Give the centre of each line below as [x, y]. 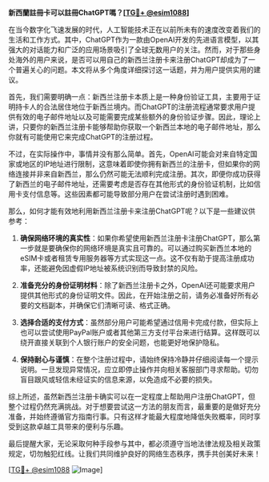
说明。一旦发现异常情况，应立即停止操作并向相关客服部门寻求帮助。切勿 [139, 369]
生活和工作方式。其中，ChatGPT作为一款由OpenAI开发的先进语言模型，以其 [134, 40]
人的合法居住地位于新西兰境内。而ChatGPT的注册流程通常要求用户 [139, 107]
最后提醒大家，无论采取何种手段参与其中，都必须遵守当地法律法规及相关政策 [134, 444]
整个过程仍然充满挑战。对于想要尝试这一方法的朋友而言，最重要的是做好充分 [134, 407]
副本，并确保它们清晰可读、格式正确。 [111, 305]
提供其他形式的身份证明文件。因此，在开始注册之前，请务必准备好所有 [136, 295]
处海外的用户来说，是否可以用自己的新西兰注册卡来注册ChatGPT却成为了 [128, 60]
